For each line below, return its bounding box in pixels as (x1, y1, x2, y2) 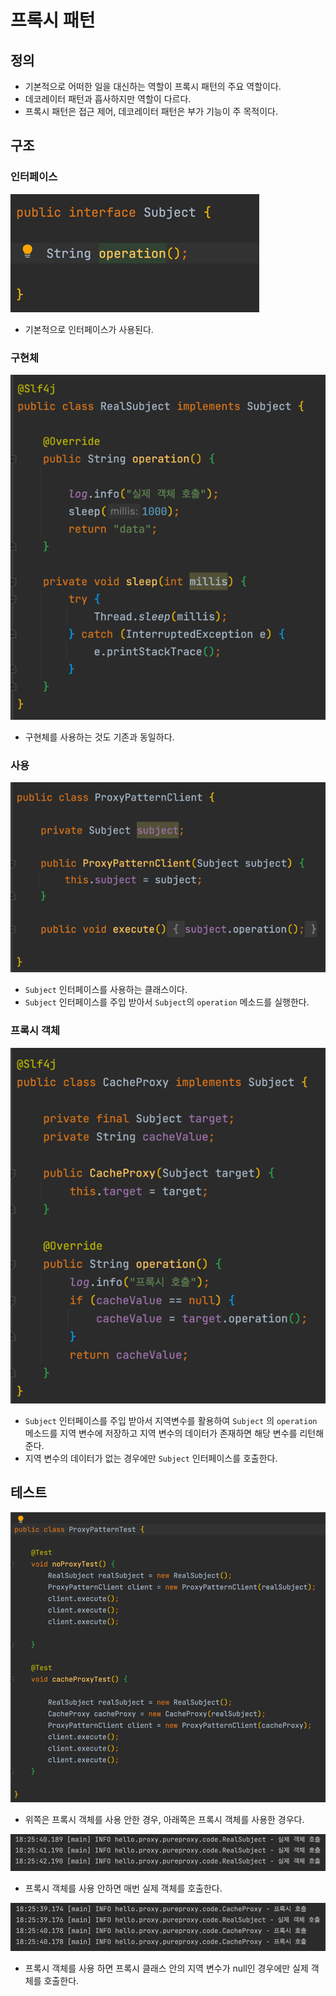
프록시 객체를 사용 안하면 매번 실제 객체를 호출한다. (24, 1882, 223, 1894)
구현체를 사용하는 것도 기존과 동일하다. (24, 731, 175, 743)
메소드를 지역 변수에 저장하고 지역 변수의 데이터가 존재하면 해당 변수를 (24, 1427, 298, 1439)
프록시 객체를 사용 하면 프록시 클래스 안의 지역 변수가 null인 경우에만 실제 (24, 1962, 309, 1974)
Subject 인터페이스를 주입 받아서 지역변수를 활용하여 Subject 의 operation (24, 1414, 318, 1426)
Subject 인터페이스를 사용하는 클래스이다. (24, 984, 188, 996)
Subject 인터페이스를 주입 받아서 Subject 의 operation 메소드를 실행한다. (24, 996, 310, 1008)
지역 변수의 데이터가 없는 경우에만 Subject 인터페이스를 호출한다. (24, 1452, 278, 1464)
